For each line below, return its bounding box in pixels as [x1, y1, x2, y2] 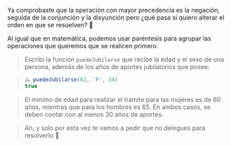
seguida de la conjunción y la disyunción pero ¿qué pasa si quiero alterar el [7, 13, 225, 22]
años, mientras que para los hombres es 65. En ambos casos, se [24, 103, 211, 111]
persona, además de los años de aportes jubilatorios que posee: [24, 63, 210, 71]
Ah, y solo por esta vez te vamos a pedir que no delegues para [24, 124, 206, 132]
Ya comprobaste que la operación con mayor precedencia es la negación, [7, 6, 220, 14]
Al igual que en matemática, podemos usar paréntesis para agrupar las [7, 34, 211, 43]
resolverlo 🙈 [24, 131, 59, 139]
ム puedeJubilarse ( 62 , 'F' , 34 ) [24, 76, 118, 83]
